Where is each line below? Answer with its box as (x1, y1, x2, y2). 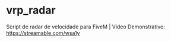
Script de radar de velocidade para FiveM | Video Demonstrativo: (6, 23, 165, 30)
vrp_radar (6, 4, 56, 17)
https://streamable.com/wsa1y (6, 29, 80, 36)
